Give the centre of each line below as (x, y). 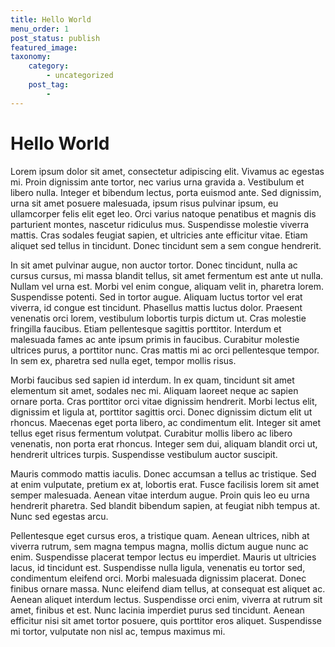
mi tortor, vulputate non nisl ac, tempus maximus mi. (118, 631)
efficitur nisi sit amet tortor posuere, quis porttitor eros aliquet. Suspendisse (166, 620)
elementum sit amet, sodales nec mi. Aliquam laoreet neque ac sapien (154, 390)
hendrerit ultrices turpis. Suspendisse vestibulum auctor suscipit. (144, 454)
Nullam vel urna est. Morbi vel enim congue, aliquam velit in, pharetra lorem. (167, 286)
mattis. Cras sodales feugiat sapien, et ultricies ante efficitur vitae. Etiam (159, 235)
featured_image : (44, 47)
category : (49, 66)
